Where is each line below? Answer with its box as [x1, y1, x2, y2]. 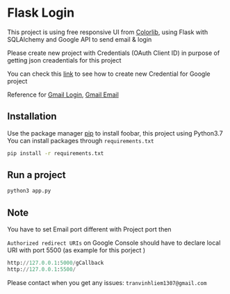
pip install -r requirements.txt [7, 149, 104, 157]
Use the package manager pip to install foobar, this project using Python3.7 [7, 129, 224, 137]
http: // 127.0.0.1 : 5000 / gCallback [7, 259, 104, 267]
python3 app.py [7, 188, 51, 195]
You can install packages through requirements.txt [7, 136, 154, 145]
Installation [7, 111, 57, 122]
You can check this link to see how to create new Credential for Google [7, 70, 211, 78]
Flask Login [7, 5, 75, 21]
